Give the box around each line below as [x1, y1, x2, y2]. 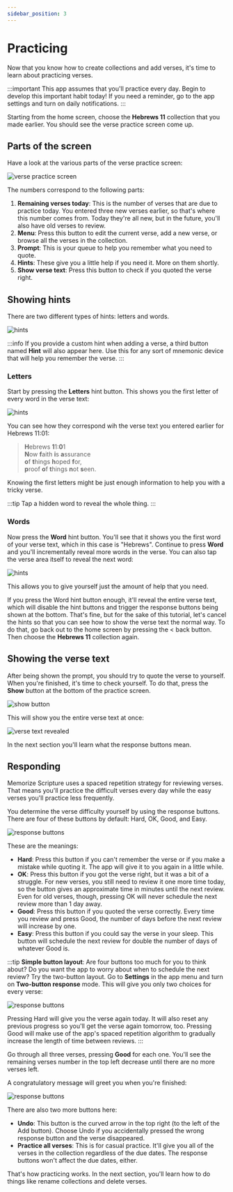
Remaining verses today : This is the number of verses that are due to [17, 200, 218, 208]
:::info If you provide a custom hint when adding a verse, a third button [7, 339, 209, 348]
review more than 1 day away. [17, 900, 102, 908]
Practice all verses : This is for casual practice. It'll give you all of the [17, 1142, 214, 1150]
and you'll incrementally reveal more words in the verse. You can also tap [7, 547, 217, 556]
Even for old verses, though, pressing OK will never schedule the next [17, 893, 218, 901]
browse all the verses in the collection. [17, 237, 128, 245]
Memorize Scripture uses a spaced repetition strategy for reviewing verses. [7, 779, 224, 787]
